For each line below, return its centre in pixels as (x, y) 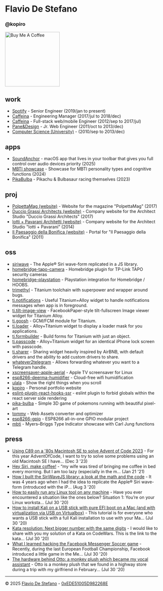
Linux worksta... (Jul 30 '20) (40, 502)
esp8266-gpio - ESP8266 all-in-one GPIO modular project (70, 419)
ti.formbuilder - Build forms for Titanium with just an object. (71, 336)
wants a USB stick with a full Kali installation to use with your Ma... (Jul (82, 518)
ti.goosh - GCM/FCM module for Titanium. (54, 321)
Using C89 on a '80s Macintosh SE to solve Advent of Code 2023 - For (83, 451)
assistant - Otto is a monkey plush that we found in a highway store (79, 564)
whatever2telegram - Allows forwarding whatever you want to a (76, 362)
